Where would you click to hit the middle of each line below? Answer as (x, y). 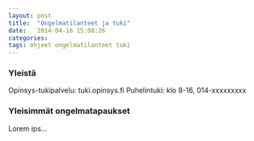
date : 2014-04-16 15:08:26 (57, 30)
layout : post (30, 16)
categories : (28, 38)
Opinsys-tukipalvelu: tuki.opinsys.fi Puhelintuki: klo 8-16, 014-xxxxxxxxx (127, 90)
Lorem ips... (28, 128)
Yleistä (22, 73)
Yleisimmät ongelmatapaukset (69, 111)
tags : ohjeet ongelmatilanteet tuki (69, 45)
